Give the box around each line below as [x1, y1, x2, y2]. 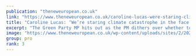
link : [6, 14, 19, 20]
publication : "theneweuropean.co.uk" [6, 8, 98, 15]
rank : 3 [6, 41, 25, 47]
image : [6, 30, 22, 36]
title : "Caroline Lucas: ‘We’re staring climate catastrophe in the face [6, 19, 190, 25]
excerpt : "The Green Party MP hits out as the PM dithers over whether [6, 24, 184, 31]
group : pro [6, 36, 33, 41]
